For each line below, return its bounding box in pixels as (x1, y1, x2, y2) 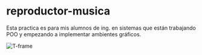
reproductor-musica (6, 4, 111, 18)
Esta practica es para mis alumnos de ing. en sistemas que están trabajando (6, 24, 197, 31)
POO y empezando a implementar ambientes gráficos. (6, 30, 142, 37)
